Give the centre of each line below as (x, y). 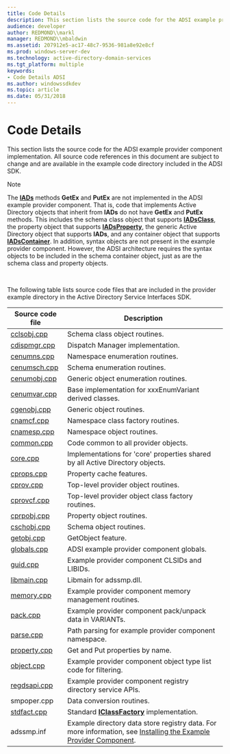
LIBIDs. (79, 568)
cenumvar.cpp (34, 393)
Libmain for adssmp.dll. (105, 580)
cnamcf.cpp (30, 420)
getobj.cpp (28, 537)
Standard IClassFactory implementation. (133, 712)
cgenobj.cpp (31, 409)
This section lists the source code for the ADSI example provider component (115, 149)
